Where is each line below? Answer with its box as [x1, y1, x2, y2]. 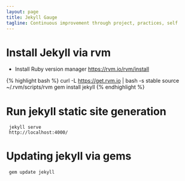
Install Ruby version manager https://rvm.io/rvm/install [14, 65, 150, 73]
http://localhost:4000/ [8, 129, 68, 135]
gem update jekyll [8, 169, 55, 176]
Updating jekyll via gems [6, 149, 132, 163]
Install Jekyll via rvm [6, 46, 111, 59]
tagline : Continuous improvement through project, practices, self [6, 20, 178, 26]
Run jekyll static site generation [6, 104, 166, 118]
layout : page [6, 8, 39, 15]
